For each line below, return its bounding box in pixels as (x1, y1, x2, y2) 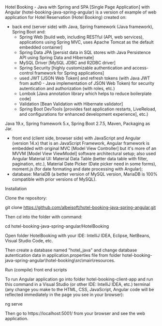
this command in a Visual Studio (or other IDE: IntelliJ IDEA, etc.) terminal (5, 281, 150, 287)
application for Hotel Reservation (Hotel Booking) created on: (5, 15, 127, 20)
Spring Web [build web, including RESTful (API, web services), (19, 34, 144, 40)
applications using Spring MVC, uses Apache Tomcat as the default (19, 39, 154, 45)
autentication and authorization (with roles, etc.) (19, 86, 115, 91)
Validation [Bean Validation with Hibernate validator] (19, 101, 123, 107)
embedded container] (19, 45, 63, 50)
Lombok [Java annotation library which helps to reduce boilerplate (19, 91, 152, 96)
